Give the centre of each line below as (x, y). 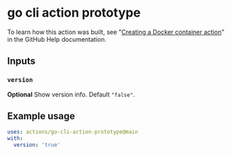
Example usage (41, 116)
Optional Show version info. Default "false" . (71, 94)
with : (15, 139)
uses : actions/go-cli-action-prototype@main (73, 132)
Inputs (22, 61)
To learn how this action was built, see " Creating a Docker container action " (116, 32)
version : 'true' (37, 145)
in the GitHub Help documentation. (57, 39)
